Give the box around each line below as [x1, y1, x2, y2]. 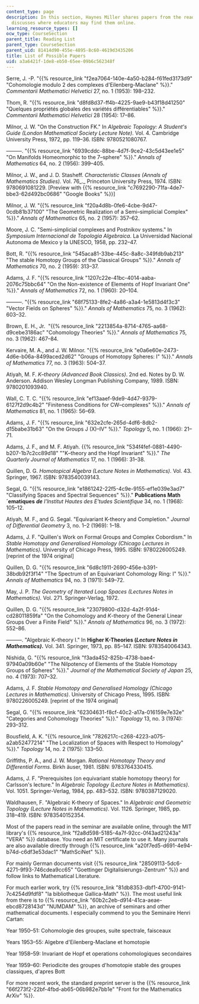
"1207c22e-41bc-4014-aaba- [85, 274, 156, 281]
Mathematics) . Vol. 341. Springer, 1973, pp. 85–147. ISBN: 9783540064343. [6, 642, 192, 649]
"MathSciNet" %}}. [59, 848, 105, 855]
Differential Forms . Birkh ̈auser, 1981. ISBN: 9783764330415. [6, 763, 153, 770]
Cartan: [6, 915, 25, 923]
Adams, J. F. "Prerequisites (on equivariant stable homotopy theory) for [6, 775, 181, 782]
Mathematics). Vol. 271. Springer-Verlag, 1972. [6, 594, 120, 601]
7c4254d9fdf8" [6, 890, 44, 897]
